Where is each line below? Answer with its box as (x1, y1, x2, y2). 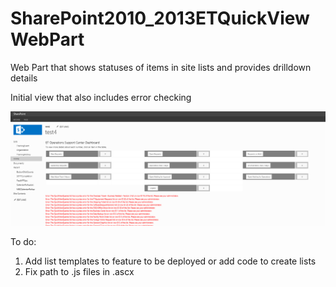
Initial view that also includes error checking (10, 91, 192, 103)
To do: (10, 235, 37, 247)
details (10, 72, 38, 84)
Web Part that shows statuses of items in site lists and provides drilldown (10, 61, 312, 73)
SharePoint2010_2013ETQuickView (10, 7, 310, 30)
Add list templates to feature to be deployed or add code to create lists (24, 255, 317, 267)
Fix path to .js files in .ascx (24, 265, 135, 277)
